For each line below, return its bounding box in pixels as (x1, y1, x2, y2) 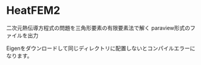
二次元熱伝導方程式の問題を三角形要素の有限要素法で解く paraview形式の (6, 24, 191, 31)
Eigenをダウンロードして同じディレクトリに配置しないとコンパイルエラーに (6, 45, 196, 52)
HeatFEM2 (6, 4, 61, 17)
